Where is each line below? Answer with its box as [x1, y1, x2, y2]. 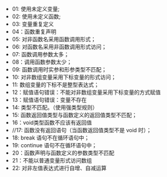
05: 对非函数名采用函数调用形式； [11, 36, 96, 42]
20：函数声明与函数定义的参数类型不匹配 [11, 149, 115, 156]
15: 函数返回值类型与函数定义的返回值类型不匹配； [11, 112, 137, 118]
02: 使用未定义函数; [11, 13, 61, 20]
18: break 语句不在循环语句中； [11, 134, 90, 141]
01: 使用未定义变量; [11, 5, 60, 12]
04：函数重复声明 [11, 28, 56, 35]
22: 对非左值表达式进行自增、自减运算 [11, 164, 107, 172]
